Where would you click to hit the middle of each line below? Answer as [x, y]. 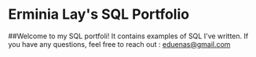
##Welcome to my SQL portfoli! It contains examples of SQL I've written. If [128, 36]
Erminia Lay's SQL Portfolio [99, 14]
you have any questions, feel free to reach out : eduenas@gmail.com [119, 44]
